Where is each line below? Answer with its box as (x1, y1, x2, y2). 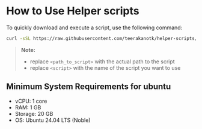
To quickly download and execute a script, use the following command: (6, 24, 183, 31)
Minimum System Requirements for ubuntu (6, 82, 171, 92)
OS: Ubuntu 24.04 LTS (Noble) (14, 116, 91, 124)
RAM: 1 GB (14, 103, 41, 111)
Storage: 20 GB (14, 110, 54, 117)
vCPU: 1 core (14, 97, 47, 105)
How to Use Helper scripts (6, 4, 139, 18)
